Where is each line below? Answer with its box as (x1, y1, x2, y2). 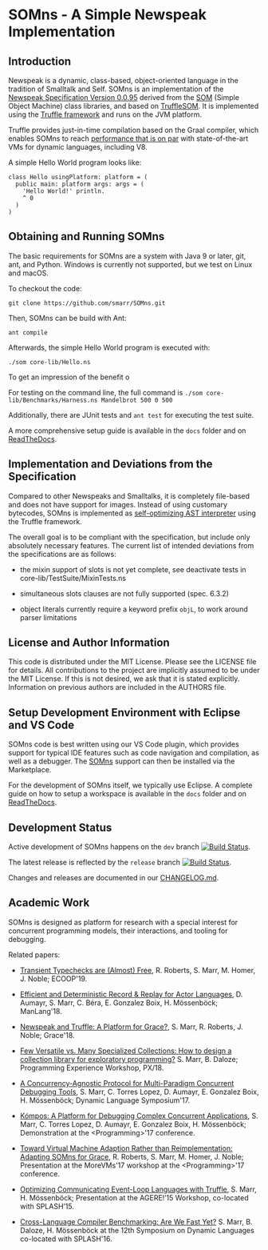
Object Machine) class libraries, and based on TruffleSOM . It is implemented (8, 102, 259, 110)
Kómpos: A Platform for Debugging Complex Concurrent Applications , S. (19, 1111, 258, 1120)
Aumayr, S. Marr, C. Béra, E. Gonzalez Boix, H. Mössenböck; (19, 998, 218, 1008)
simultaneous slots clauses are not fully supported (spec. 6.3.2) (19, 588, 230, 598)
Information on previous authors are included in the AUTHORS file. (8, 683, 227, 692)
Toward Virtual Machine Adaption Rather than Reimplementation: (19, 1143, 233, 1153)
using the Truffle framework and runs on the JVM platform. (8, 110, 202, 119)
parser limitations (19, 612, 77, 622)
